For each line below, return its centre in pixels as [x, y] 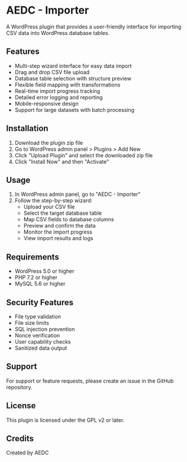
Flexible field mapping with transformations [67, 85]
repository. [19, 387]
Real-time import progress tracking [57, 91]
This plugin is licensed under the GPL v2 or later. [65, 420]
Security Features [40, 302]
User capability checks [43, 342]
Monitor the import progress [58, 232]
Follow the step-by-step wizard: [54, 201]
